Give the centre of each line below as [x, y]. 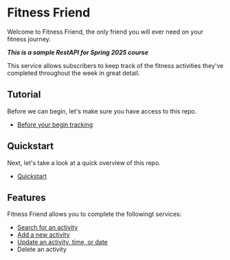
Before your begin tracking [55, 124]
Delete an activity [42, 250]
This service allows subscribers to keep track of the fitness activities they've [115, 65]
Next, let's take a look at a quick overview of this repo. [84, 162]
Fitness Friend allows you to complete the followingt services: [94, 214]
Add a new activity [43, 235]
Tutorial [24, 95]
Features [26, 197]
